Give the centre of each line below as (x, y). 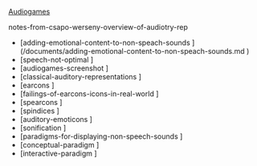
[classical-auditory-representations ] (81, 77)
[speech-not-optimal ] (57, 60)
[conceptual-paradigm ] (59, 145)
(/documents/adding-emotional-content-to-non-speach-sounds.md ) (135, 51)
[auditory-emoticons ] (56, 119)
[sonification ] (43, 128)
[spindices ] (40, 111)
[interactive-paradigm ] (59, 153)
